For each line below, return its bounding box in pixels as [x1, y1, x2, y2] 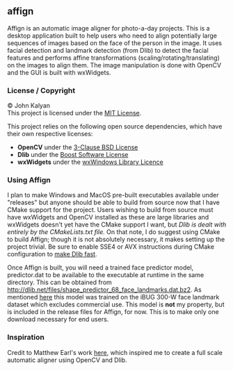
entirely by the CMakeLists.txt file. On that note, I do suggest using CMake [7, 228, 220, 236]
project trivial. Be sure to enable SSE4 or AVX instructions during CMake [7, 242, 214, 251]
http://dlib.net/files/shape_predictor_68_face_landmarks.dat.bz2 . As [7, 286, 202, 294]
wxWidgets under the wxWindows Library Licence [17, 158, 163, 166]
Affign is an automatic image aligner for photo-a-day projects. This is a [7, 24, 210, 32]
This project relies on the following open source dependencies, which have [7, 122, 223, 131]
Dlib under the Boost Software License [17, 151, 129, 159]
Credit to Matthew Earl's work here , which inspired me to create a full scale [7, 348, 223, 356]
